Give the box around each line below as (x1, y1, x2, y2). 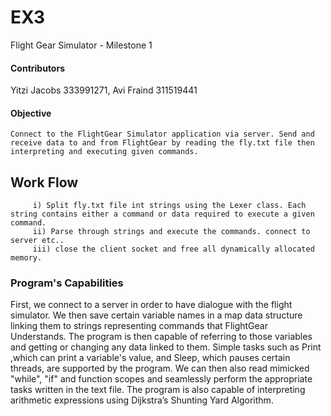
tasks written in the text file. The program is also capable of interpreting (10, 384, 306, 396)
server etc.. (10, 236, 65, 246)
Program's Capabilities (10, 276, 124, 290)
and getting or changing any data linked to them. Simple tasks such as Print (10, 341, 322, 353)
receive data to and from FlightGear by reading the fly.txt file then (10, 138, 315, 148)
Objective (10, 107, 52, 119)
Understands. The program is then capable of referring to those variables (10, 331, 313, 343)
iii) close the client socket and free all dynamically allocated (32, 244, 315, 255)
